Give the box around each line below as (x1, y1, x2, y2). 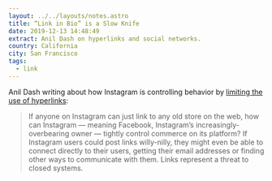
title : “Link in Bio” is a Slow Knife (8, 19, 140, 28)
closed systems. (28, 163, 84, 173)
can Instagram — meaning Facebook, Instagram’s (28, 119, 195, 130)
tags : (8, 58, 27, 66)
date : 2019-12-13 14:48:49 (8, 27, 100, 35)
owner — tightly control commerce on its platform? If (71, 128, 248, 138)
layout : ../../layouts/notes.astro (8, 11, 129, 20)
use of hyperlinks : (8, 95, 69, 106)
